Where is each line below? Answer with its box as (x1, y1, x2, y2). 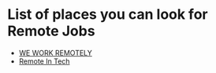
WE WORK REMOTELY (18, 48, 92, 57)
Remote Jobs (7, 22, 95, 40)
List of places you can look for (7, 5, 208, 24)
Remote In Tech (18, 57, 70, 66)
